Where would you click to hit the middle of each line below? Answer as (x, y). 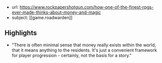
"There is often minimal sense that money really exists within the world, (84, 45)
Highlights (21, 33)
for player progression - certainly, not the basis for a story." (72, 55)
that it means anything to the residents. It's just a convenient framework (84, 50)
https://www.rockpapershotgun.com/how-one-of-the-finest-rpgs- (87, 7)
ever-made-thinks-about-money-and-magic (56, 12)
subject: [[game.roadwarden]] (42, 17)
